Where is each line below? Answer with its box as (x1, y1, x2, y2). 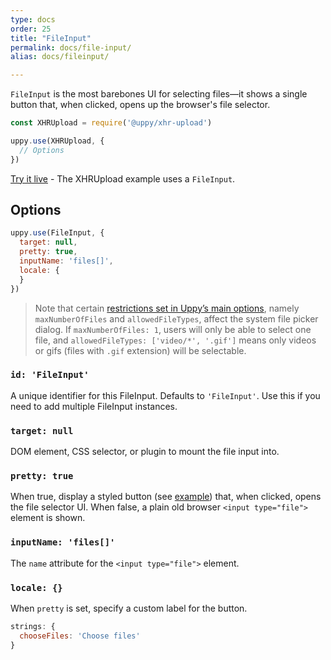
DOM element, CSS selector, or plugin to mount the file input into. (10, 446, 280, 458)
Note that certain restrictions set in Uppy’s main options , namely (34, 302, 300, 314)
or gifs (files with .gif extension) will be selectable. (34, 344, 247, 356)
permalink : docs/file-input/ (10, 42, 132, 53)
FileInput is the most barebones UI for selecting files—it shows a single (10, 88, 308, 100)
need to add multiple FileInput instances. (10, 400, 178, 412)
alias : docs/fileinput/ (10, 52, 110, 62)
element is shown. (10, 512, 86, 524)
